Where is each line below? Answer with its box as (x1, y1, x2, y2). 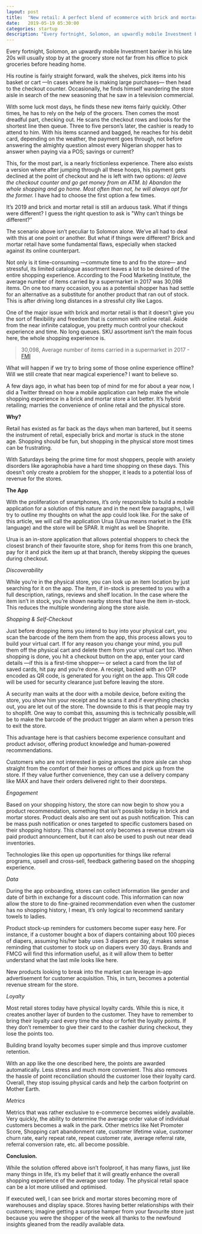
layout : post (6, 8, 39, 15)
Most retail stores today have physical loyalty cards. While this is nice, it (6, 1004, 185, 1012)
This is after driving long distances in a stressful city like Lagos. (6, 297, 164, 304)
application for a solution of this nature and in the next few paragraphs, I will (6, 505, 195, 512)
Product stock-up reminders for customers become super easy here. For (6, 925, 186, 932)
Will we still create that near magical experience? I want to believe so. (6, 371, 179, 378)
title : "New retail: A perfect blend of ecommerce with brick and (6, 14, 179, 20)
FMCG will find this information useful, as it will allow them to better (6, 950, 173, 957)
